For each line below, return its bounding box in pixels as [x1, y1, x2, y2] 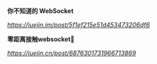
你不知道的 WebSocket [7, 7, 74, 15]
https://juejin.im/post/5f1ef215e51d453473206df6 [7, 21, 150, 29]
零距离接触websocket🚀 [7, 35, 75, 43]
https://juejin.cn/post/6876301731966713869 [7, 49, 136, 57]
